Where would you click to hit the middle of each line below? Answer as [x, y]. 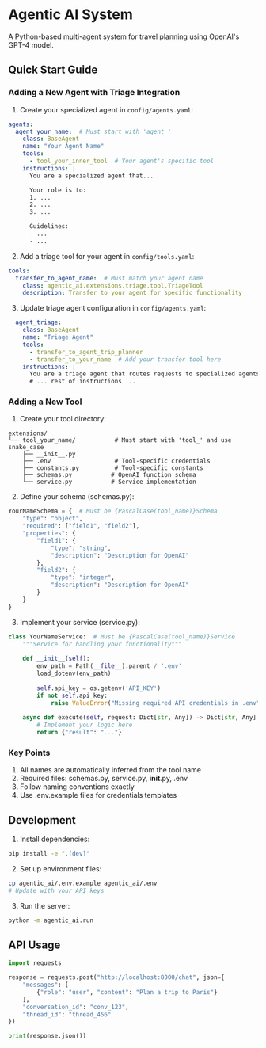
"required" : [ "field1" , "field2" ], [81, 526]
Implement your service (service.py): [80, 622]
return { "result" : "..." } [80, 733]
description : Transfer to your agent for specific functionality [133, 293]
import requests [35, 963]
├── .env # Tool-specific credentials [117, 461]
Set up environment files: [61, 868]
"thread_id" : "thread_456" [67, 1014]
